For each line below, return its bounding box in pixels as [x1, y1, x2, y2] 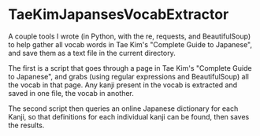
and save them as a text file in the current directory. [8, 48, 176, 57]
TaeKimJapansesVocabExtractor [8, 6, 229, 24]
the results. [8, 120, 45, 130]
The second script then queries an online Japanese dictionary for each [8, 104, 239, 113]
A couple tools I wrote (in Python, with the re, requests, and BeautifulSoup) [8, 31, 251, 41]
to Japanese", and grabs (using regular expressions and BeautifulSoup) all [8, 72, 250, 81]
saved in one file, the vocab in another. [8, 88, 134, 97]
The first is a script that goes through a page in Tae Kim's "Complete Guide [8, 63, 252, 72]
